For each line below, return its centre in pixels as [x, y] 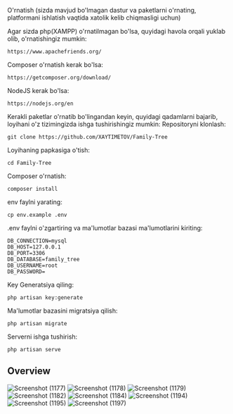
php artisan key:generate [45, 298]
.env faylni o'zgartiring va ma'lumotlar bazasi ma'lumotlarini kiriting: [105, 228]
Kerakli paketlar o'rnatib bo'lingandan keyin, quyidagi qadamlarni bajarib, [113, 117]
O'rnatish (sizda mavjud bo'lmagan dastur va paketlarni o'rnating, [102, 10]
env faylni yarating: [35, 202]
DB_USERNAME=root [33, 265]
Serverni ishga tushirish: [42, 337]
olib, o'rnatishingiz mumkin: [47, 39]
